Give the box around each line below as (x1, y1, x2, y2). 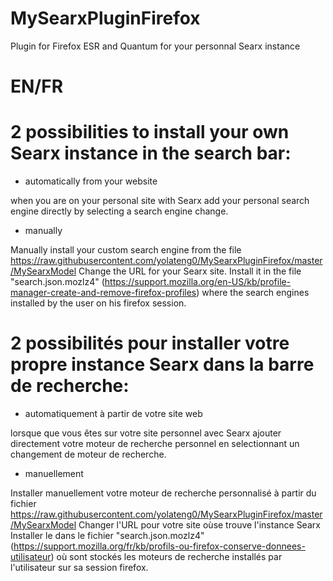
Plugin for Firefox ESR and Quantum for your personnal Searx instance (10, 40, 301, 52)
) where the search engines (196, 287, 310, 299)
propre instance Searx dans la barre (10, 353, 315, 376)
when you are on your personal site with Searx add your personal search (10, 195, 310, 207)
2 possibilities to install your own (10, 121, 290, 144)
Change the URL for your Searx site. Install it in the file (78, 265, 302, 277)
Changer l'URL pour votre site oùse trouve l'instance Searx (78, 519, 321, 531)
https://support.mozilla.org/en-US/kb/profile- (104, 276, 292, 288)
